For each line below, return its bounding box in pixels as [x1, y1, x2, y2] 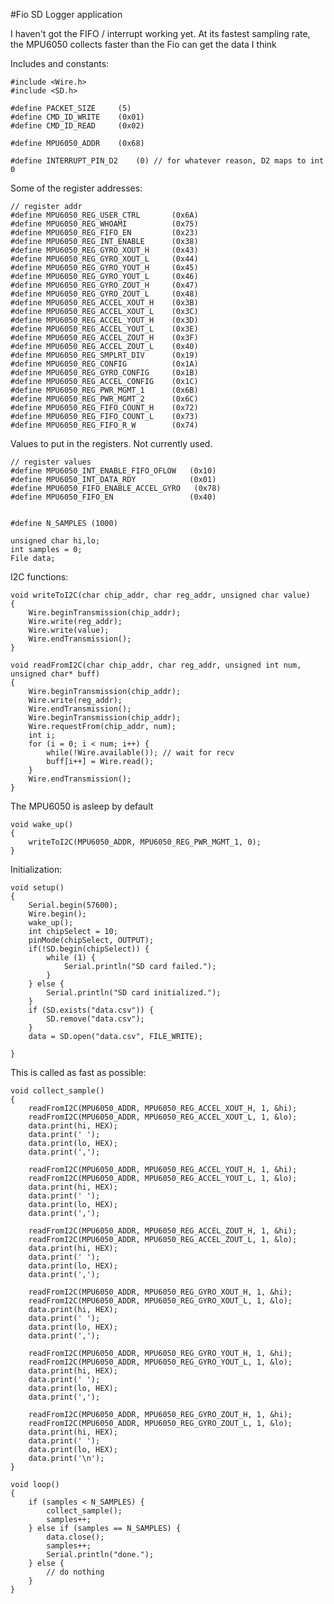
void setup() [10, 883, 65, 893]
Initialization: [10, 864, 63, 875]
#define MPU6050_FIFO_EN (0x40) [10, 492, 217, 502]
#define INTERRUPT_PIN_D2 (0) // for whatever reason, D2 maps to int [10, 156, 325, 166]
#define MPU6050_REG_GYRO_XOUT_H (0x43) [10, 245, 199, 255]
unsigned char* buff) [10, 669, 101, 679]
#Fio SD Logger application [10, 9, 123, 20]
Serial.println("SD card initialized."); [46, 988, 222, 998]
